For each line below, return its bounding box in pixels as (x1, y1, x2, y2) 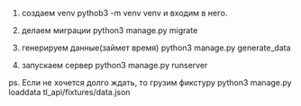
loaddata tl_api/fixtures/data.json (8, 87, 131, 97)
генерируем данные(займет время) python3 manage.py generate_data (21, 42, 291, 53)
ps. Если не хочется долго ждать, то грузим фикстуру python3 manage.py (8, 77, 292, 88)
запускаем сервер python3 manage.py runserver (21, 60, 208, 70)
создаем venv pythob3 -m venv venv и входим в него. (21, 8, 228, 18)
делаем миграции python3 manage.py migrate (21, 25, 198, 35)
